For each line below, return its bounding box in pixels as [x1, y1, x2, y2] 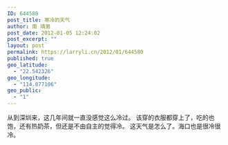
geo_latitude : [7, 61, 48, 68]
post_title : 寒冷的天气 [7, 17, 70, 23]
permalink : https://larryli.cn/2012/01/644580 [7, 49, 144, 56]
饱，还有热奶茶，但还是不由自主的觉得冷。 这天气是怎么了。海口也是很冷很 [7, 122, 221, 130]
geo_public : [7, 87, 41, 94]
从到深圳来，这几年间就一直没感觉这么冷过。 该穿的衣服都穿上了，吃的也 [7, 113, 215, 122]
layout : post [7, 42, 45, 49]
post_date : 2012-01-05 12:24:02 [7, 29, 100, 37]
